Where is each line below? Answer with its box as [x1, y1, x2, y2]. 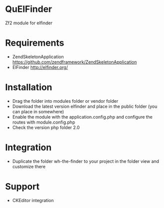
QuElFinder [5, 3, 52, 15]
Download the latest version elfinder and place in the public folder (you [12, 103, 158, 109]
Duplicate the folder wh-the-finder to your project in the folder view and [12, 158, 160, 164]
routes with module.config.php [12, 119, 75, 125]
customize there [12, 163, 46, 169]
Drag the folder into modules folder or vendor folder [12, 98, 118, 104]
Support [5, 181, 40, 192]
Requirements [5, 37, 64, 49]
